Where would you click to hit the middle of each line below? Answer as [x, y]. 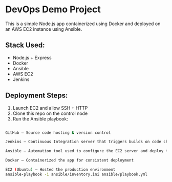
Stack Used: [25, 45]
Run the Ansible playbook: [40, 118]
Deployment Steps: [37, 96]
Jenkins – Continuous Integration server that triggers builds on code [83, 142]
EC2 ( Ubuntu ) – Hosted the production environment [60, 170]
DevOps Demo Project [53, 9]
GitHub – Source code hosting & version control [58, 133]
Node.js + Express [32, 57]
